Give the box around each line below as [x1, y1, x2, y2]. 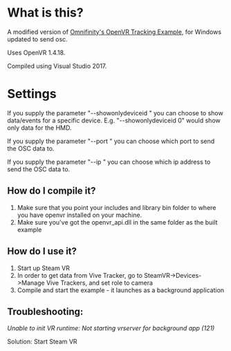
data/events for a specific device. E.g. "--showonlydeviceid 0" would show [7, 116, 221, 124]
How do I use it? [7, 245, 77, 257]
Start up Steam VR [17, 264, 71, 272]
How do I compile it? [7, 185, 96, 197]
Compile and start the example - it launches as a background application [17, 285, 225, 294]
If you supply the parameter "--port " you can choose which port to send [7, 137, 215, 145]
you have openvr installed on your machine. [17, 211, 142, 219]
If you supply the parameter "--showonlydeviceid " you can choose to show [7, 108, 223, 117]
